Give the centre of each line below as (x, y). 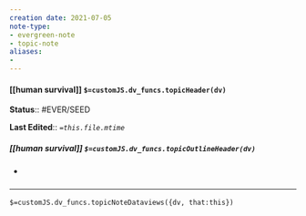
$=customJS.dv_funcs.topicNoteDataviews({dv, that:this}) (122, 203)
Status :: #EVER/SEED (50, 109)
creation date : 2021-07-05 (61, 18)
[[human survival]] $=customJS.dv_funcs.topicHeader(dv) (118, 89)
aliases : (26, 52)
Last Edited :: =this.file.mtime (67, 128)
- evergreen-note (42, 35)
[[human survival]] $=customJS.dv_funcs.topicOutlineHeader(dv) (133, 148)
